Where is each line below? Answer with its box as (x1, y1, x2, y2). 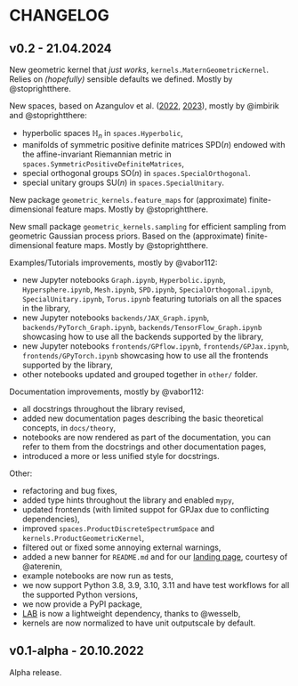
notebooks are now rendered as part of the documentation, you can (21, 432, 271, 442)
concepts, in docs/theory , (21, 422, 117, 432)
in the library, (21, 303, 71, 313)
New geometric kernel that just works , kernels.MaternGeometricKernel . (9, 64, 270, 75)
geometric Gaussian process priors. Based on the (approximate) (9, 230, 245, 241)
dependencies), (21, 513, 80, 524)
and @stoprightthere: (9, 110, 87, 120)
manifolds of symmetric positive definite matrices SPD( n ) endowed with (21, 139, 286, 149)
